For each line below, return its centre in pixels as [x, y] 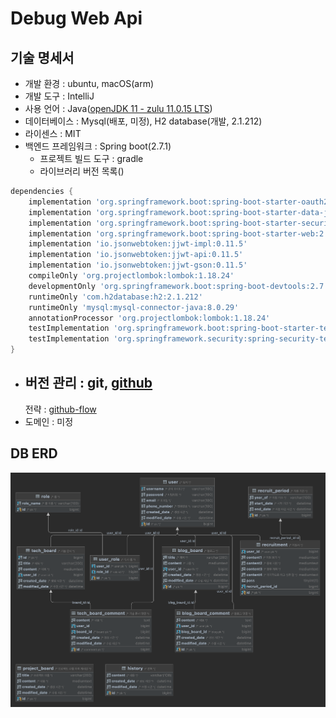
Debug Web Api [76, 18]
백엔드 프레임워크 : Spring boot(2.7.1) [98, 146]
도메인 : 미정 [49, 421]
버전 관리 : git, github [88, 383]
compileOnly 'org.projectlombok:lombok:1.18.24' [131, 276]
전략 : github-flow [60, 409]
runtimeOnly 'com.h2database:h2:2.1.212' [115, 297]
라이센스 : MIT [53, 133]
